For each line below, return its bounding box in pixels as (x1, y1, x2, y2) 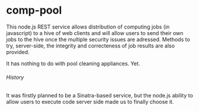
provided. (6, 48, 30, 55)
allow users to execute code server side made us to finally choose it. (6, 99, 174, 106)
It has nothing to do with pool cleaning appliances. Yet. (6, 60, 141, 67)
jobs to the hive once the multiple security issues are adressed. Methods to (6, 36, 190, 43)
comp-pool (6, 4, 62, 17)
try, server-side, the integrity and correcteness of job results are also (6, 42, 175, 49)
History (6, 74, 24, 81)
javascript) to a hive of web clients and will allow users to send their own (6, 29, 184, 36)
